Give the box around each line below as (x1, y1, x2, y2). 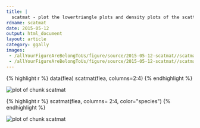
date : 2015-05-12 (6, 25, 49, 31)
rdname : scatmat (6, 20, 46, 25)
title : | (6, 8, 28, 15)
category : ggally (6, 42, 49, 48)
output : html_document (6, 31, 62, 37)
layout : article (6, 36, 46, 42)
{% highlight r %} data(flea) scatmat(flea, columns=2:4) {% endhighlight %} (6, 75, 193, 82)
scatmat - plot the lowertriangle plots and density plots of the (11, 14, 180, 20)
